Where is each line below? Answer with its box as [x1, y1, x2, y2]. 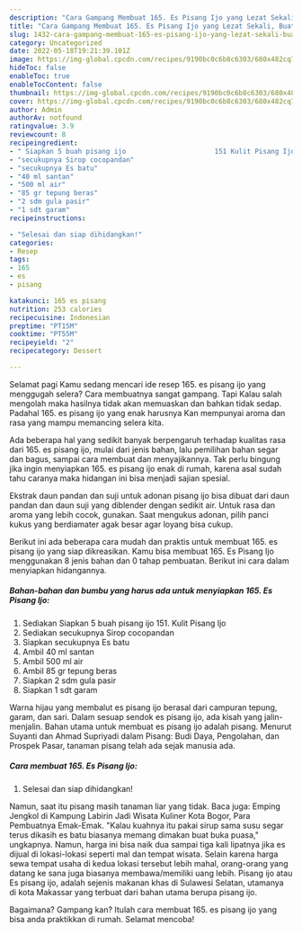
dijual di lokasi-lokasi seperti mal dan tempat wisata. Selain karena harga [9, 849, 279, 859]
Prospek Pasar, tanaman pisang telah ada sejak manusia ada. [9, 740, 235, 751]
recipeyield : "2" [9, 338, 75, 347]
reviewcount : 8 [9, 130, 67, 139]
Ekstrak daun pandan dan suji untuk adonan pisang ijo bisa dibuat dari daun [9, 490, 290, 501]
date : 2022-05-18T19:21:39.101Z [9, 47, 130, 56]
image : [9, 55, 34, 64]
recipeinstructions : [9, 213, 87, 223]
